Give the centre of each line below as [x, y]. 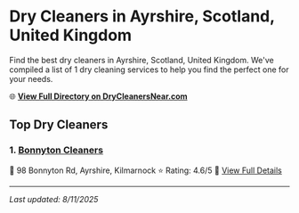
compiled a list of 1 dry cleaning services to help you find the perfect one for [149, 70]
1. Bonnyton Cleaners [57, 151]
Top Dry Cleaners [59, 125]
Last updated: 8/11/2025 [54, 199]
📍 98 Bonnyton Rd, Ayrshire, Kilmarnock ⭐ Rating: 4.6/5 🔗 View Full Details [145, 170]
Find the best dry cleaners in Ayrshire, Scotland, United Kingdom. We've [141, 60]
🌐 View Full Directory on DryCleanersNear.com [99, 96]
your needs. [31, 78]
